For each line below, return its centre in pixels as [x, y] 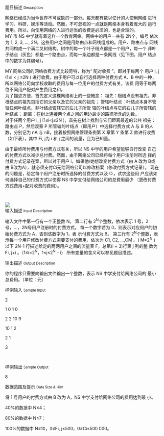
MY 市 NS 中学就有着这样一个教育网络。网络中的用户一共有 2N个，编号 [77, 36]
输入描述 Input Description [29, 210]
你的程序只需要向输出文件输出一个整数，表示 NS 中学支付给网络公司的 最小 [81, 273]
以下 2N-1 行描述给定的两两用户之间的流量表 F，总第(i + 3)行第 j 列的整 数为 [81, 246]
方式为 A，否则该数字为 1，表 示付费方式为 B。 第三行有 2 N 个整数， [86, 233]
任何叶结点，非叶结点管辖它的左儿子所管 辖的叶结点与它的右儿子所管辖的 [83, 108]
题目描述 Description [24, 7]
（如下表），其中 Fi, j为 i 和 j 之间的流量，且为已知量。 [59, 139]
